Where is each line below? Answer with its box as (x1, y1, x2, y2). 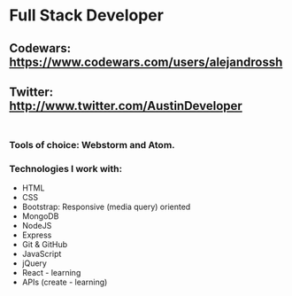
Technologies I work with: (9, 162, 122, 175)
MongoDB (21, 211, 59, 222)
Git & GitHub (21, 239, 68, 250)
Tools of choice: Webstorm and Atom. (9, 138, 175, 151)
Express (21, 230, 52, 240)
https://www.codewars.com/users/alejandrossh (9, 54, 283, 69)
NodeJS (21, 221, 52, 231)
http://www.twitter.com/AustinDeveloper (9, 98, 243, 113)
